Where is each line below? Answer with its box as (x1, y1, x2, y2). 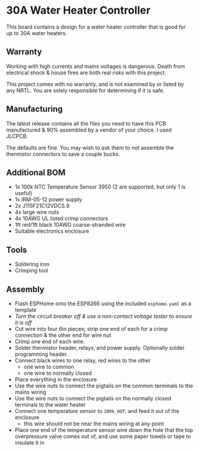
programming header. (14, 350, 68, 358)
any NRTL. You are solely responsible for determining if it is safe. (6, 87, 165, 94)
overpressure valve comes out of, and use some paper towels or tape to (14, 433, 191, 440)
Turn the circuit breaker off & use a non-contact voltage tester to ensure (14, 313, 192, 320)
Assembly (6, 284, 45, 295)
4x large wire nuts (14, 209, 59, 216)
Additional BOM (6, 167, 66, 177)
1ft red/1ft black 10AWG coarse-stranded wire (14, 221, 126, 228)
